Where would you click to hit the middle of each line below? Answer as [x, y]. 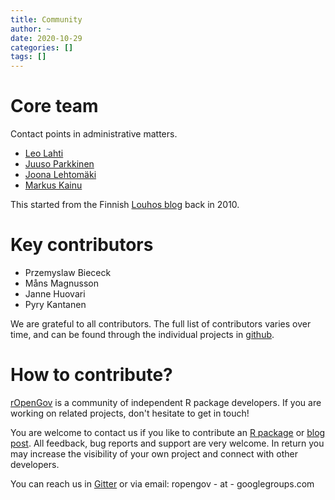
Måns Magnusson [61, 283]
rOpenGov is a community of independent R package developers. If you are [166, 402]
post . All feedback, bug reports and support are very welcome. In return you [167, 443]
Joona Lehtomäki [60, 175]
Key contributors [82, 245]
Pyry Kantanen [55, 304]
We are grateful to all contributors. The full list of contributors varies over [161, 324]
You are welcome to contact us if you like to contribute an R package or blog [168, 432]
